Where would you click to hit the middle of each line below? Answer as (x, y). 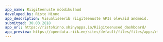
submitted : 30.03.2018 (28, 23)
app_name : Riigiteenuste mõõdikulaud (43, 9)
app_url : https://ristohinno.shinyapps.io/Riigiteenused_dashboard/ (76, 28)
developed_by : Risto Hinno (32, 14)
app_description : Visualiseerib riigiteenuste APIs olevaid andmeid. (77, 18)
